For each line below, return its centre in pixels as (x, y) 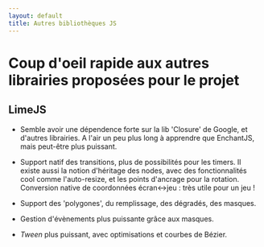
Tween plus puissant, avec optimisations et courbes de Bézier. (124, 234)
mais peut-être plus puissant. (68, 146)
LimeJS (27, 110)
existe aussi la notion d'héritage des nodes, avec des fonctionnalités (133, 171)
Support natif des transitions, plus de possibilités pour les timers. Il (130, 162)
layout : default (35, 16)
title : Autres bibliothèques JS (62, 23)
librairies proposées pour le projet (124, 80)
